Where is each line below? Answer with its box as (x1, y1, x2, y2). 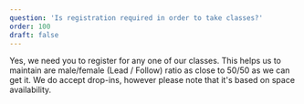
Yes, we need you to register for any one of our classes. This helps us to (9, 56, 281, 67)
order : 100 (9, 22, 51, 31)
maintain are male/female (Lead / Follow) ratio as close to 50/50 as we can (9, 65, 290, 76)
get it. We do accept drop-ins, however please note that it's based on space (9, 75, 295, 86)
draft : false (9, 30, 59, 39)
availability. (9, 84, 52, 96)
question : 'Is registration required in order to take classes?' (9, 13, 263, 23)
